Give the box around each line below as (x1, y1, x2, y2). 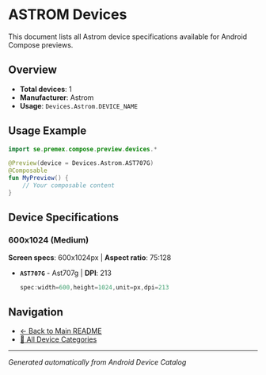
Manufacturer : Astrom (19, 93, 94, 102)
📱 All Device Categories (19, 335, 97, 344)
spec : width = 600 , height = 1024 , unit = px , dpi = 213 (19, 283, 169, 291)
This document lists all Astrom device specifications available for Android (8, 32, 248, 41)
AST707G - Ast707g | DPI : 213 (19, 268, 112, 277)
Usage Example (8, 124, 87, 138)
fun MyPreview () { (8, 174, 69, 182)
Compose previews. (8, 40, 74, 49)
